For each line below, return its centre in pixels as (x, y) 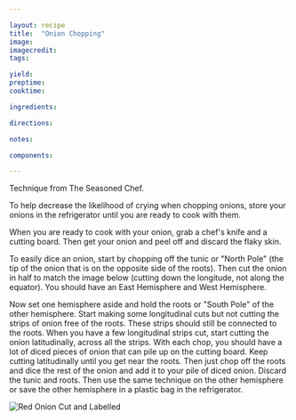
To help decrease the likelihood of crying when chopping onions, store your (148, 206)
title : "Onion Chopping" (57, 33)
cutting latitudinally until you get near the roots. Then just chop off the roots (148, 361)
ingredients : (33, 107)
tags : (19, 59)
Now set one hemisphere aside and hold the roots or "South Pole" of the (141, 304)
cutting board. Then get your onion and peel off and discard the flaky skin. (145, 242)
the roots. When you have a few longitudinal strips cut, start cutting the (139, 333)
